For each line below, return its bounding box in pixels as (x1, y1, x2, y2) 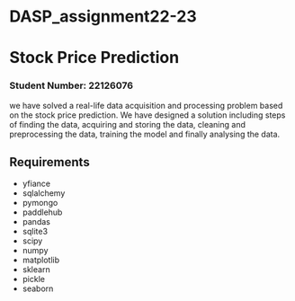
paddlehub (22, 207, 63, 217)
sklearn (22, 264, 51, 275)
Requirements (9, 155, 90, 170)
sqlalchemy (22, 188, 66, 199)
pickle (22, 274, 45, 285)
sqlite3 (22, 226, 48, 237)
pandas (22, 217, 51, 227)
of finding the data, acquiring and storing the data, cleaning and (9, 119, 246, 129)
